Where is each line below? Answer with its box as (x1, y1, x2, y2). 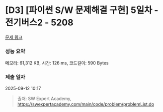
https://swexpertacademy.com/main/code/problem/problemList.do (17, 101, 155, 107)
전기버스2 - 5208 (5, 17, 74, 28)
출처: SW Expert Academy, (17, 95, 72, 102)
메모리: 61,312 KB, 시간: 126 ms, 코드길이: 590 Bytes (5, 60, 109, 66)
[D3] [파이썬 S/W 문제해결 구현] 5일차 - (5, 4, 159, 16)
